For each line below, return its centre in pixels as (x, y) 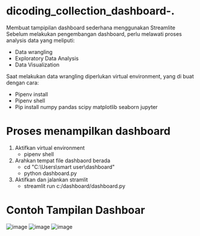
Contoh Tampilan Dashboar (76, 210)
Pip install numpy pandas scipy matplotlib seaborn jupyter (86, 107)
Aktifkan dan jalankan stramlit (51, 179)
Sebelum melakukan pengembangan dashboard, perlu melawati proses (94, 34)
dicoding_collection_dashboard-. (90, 11)
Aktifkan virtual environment (50, 147)
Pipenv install (31, 94)
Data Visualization (37, 65)
